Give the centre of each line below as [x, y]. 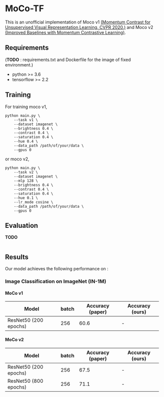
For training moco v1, [26, 107]
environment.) [19, 65]
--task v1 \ [26, 120]
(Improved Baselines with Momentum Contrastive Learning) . [65, 32]
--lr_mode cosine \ [34, 202]
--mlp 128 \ [26, 181]
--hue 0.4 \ [26, 141]
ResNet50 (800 [25, 381]
